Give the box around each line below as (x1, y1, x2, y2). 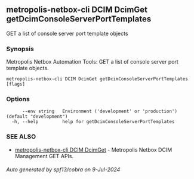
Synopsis (6, 45, 34, 53)
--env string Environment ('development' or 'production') (21, 108, 178, 115)
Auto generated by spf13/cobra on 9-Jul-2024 (6, 166, 121, 173)
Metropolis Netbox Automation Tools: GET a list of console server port (6, 58, 179, 65)
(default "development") (6, 114, 68, 120)
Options (6, 95, 30, 103)
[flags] (6, 81, 26, 87)
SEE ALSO (6, 133, 36, 141)
